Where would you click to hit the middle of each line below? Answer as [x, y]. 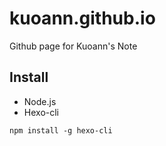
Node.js [40, 101]
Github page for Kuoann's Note [73, 46]
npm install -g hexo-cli [61, 130]
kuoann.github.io [82, 18]
